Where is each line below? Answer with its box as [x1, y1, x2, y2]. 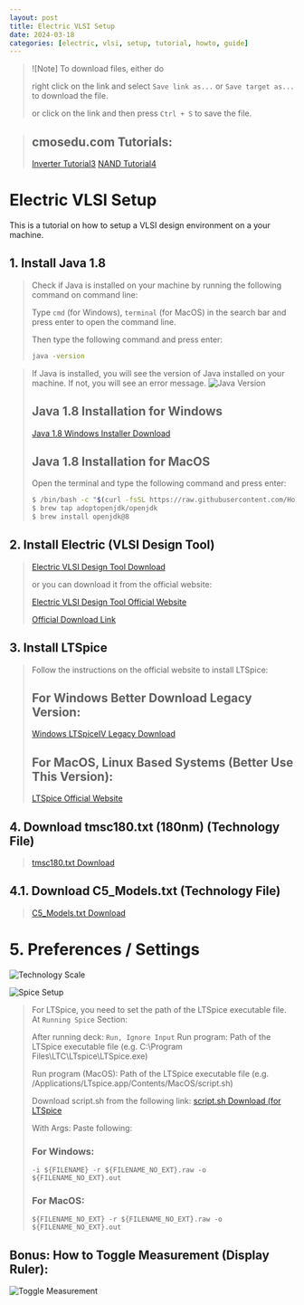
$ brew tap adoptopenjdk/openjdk [31, 504, 158, 513]
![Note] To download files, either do [31, 63, 165, 74]
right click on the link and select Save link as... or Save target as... [31, 81, 295, 91]
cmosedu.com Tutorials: [31, 134, 174, 149]
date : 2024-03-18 [9, 30, 75, 39]
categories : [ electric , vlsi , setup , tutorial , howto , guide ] [9, 38, 249, 48]
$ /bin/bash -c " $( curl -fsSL [31, 495, 147, 505]
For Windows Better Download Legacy [31, 690, 252, 706]
